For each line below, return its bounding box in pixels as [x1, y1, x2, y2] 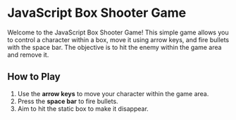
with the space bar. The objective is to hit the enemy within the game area [7, 43, 222, 51]
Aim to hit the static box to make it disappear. [17, 104, 149, 113]
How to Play [7, 71, 61, 83]
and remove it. [7, 51, 49, 59]
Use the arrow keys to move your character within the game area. [17, 89, 209, 98]
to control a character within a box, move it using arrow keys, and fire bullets [7, 35, 230, 44]
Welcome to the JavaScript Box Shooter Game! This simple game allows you [7, 28, 229, 36]
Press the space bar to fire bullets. [17, 97, 118, 105]
